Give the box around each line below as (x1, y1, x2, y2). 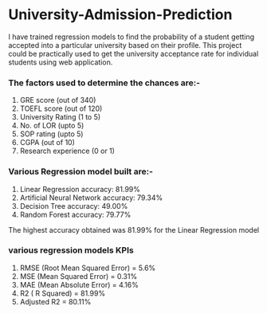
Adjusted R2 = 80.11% (19, 296, 92, 306)
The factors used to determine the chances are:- (8, 77, 201, 88)
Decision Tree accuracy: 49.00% (19, 201, 128, 210)
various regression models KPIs (8, 245, 134, 256)
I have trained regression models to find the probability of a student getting (8, 32, 255, 41)
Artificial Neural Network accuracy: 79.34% (19, 193, 163, 202)
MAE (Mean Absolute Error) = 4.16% (19, 280, 139, 289)
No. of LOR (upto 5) (19, 121, 84, 131)
